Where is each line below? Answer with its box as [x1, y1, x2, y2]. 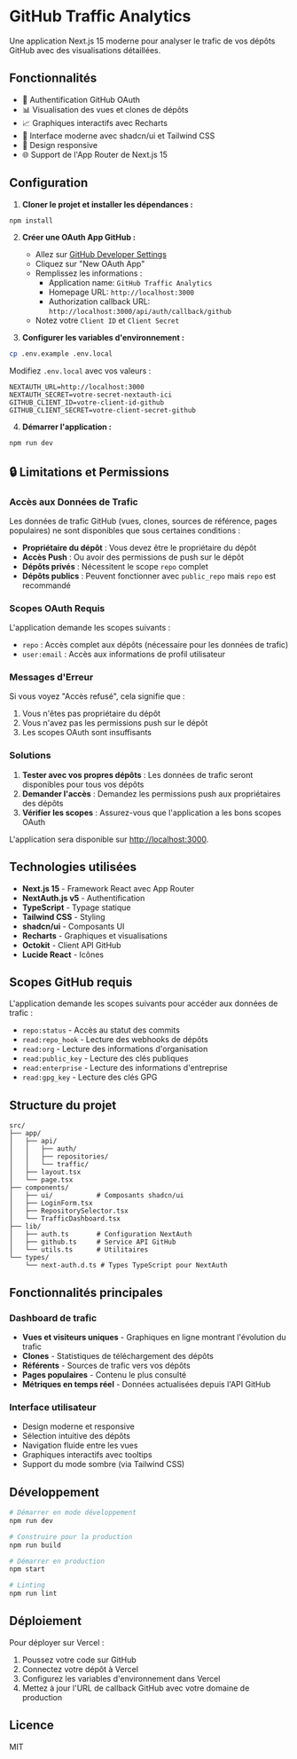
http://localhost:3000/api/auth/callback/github [48, 308, 232, 317]
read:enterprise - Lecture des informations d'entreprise [21, 1063, 228, 1073]
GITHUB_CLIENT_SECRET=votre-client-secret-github [9, 406, 197, 415]
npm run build [9, 1541, 62, 1550]
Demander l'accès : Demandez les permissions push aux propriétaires [21, 788, 281, 799]
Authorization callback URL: [48, 296, 151, 307]
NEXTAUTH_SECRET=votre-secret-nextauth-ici [9, 390, 173, 400]
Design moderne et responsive [21, 1421, 135, 1432]
